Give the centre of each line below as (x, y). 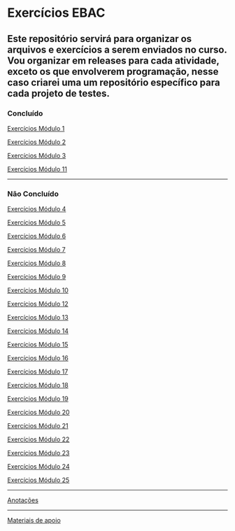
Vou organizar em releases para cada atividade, (113, 61)
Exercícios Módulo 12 (38, 304)
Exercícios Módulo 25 (38, 480)
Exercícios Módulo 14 (38, 331)
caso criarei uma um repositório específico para (114, 82)
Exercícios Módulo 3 (37, 155)
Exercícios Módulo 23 (38, 453)
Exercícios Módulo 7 (36, 250)
